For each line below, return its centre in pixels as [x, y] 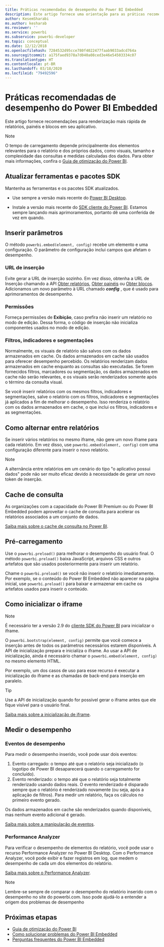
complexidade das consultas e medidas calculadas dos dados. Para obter [79, 156]
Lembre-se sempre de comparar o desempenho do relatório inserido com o [81, 892]
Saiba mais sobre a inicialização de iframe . [48, 714]
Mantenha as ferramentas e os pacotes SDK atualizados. [62, 188]
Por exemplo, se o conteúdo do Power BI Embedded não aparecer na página [82, 578]
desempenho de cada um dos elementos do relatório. [59, 863]
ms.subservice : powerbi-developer [40, 37]
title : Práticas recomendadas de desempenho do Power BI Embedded [74, 10]
